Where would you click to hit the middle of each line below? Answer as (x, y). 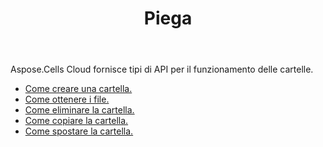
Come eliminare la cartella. (79, 110)
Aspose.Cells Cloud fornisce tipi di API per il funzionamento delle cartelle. (162, 69)
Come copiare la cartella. (76, 121)
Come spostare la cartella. (79, 131)
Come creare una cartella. (78, 89)
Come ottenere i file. (67, 99)
